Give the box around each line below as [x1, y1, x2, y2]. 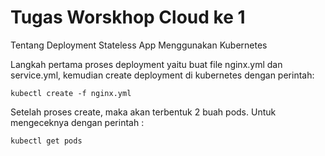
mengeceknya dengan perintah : [10, 116, 145, 128]
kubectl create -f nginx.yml [10, 88, 132, 98]
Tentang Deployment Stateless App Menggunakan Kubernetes [10, 39, 268, 51]
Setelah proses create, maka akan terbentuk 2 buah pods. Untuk [10, 106, 277, 118]
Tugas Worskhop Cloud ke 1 [10, 6, 246, 29]
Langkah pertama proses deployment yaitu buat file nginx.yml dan [10, 58, 283, 70]
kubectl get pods [10, 136, 83, 146]
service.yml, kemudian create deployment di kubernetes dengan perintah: [10, 69, 315, 81]
